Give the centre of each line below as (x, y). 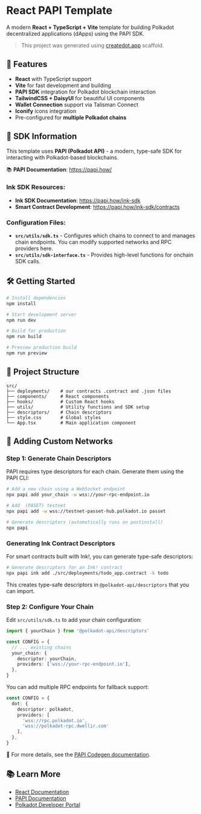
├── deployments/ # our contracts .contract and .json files (89, 391)
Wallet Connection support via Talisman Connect (77, 104)
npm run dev (21, 320)
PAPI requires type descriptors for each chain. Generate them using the (95, 472)
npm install (21, 303)
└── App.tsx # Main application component (71, 423)
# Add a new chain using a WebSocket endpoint (66, 489)
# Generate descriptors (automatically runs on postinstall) (85, 522)
